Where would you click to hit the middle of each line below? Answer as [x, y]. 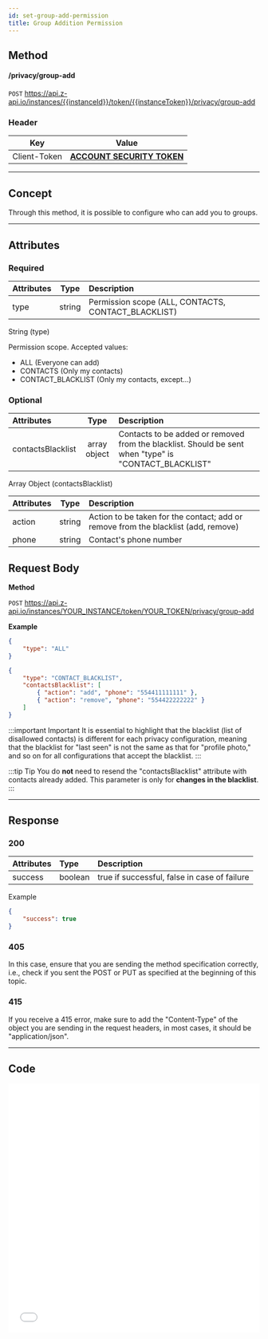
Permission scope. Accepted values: [68, 347]
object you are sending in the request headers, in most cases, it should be [130, 1028]
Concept [30, 193]
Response [34, 821]
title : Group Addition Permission [66, 23]
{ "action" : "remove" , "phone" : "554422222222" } [121, 700]
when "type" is [146, 454]
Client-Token [37, 156]
